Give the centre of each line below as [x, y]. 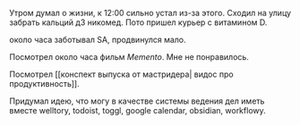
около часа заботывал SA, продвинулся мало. [98, 40]
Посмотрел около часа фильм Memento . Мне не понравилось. [129, 57]
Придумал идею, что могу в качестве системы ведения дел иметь [137, 101]
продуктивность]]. [44, 83]
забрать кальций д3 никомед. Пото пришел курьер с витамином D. [138, 22]
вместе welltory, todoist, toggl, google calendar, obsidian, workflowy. [137, 110]
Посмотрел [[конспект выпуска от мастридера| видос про [122, 74]
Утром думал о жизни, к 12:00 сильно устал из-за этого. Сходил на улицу [150, 13]
